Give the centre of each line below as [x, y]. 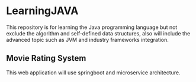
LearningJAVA [42, 11]
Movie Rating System [46, 58]
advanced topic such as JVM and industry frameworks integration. [87, 40]
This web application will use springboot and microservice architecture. [93, 73]
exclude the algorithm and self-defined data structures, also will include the [98, 33]
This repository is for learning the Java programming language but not [92, 27]
